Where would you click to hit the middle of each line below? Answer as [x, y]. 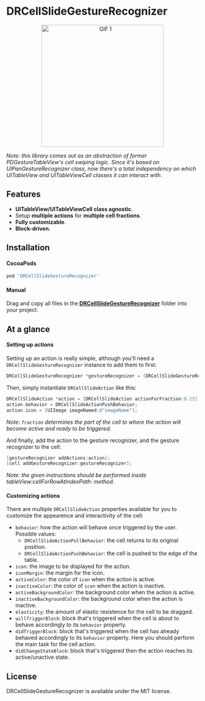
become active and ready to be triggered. [59, 428]
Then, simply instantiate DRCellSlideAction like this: [71, 387]
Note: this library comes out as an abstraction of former [77, 155]
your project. [22, 310]
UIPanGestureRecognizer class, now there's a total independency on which [101, 169]
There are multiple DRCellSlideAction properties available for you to [92, 509]
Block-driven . [33, 228]
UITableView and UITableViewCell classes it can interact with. [85, 175]
